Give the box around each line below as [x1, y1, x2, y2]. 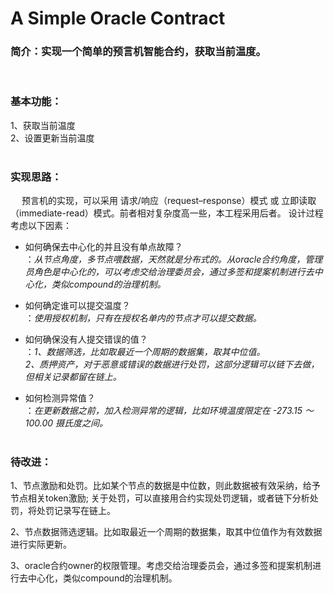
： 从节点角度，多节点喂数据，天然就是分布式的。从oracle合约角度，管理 [24, 253, 323, 266]
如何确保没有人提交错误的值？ [24, 333, 148, 346]
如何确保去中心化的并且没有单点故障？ [24, 241, 183, 253]
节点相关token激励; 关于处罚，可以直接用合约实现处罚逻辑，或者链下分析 [10, 492, 310, 504]
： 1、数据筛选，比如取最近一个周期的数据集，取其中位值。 [24, 346, 266, 358]
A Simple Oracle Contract [10, 7, 226, 30]
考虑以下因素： [10, 220, 72, 232]
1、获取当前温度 [10, 119, 76, 131]
